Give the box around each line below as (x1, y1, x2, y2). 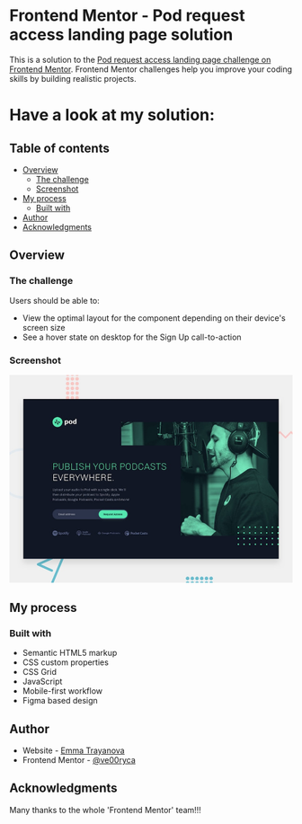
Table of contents (9, 140, 110, 155)
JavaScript (22, 676, 63, 687)
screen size (22, 322, 66, 332)
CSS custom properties (22, 657, 110, 668)
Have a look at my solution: (9, 105, 216, 126)
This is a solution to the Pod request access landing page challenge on (9, 54, 271, 65)
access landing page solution (9, 24, 234, 45)
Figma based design (22, 696, 99, 706)
